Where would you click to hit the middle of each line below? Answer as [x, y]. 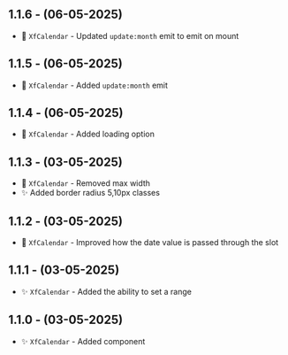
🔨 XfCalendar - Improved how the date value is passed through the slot [150, 243]
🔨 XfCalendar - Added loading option [88, 134]
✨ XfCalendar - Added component [83, 341]
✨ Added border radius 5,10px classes [91, 193]
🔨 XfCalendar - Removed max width [86, 183]
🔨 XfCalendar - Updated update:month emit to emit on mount [130, 35]
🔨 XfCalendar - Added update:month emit [95, 85]
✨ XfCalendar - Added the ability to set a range [106, 291]
